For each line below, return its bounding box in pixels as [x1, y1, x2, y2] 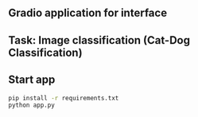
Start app [8, 73, 56, 87]
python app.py [8, 101, 56, 110]
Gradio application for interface [8, 6, 168, 20]
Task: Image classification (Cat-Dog [8, 33, 191, 47]
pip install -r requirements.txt [8, 94, 119, 102]
